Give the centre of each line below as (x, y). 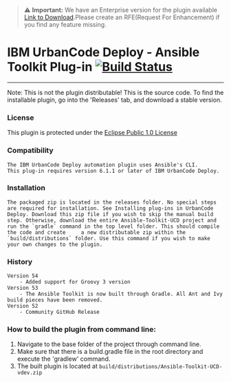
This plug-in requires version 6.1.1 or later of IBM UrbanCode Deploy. (113, 171)
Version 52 (23, 306)
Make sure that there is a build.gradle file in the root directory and (110, 352)
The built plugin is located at (57, 366)
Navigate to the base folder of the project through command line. (109, 344)
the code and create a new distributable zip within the (97, 232)
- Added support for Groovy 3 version (75, 282)
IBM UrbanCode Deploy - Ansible (103, 53)
